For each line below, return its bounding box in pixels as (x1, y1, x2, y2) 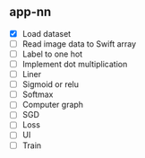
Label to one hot (21, 48, 83, 59)
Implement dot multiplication (21, 59, 128, 69)
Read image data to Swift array (21, 38, 137, 49)
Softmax (21, 89, 54, 100)
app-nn (9, 4, 52, 20)
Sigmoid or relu (21, 79, 79, 90)
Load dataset (21, 28, 72, 39)
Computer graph (21, 100, 83, 110)
